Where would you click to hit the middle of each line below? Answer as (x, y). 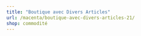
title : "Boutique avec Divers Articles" (59, 12)
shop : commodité (27, 23)
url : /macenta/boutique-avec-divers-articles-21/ (71, 18)
